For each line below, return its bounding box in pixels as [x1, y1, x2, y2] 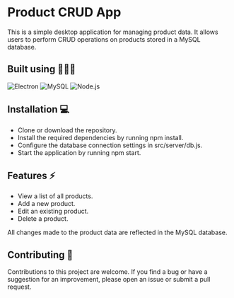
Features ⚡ [7, 169, 56, 181]
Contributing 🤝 [7, 248, 74, 260]
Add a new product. [17, 200, 76, 208]
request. [7, 282, 32, 291]
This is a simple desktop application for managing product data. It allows [7, 28, 218, 36]
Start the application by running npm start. [17, 148, 141, 156]
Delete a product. [17, 214, 69, 223]
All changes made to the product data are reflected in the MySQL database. [7, 228, 228, 237]
